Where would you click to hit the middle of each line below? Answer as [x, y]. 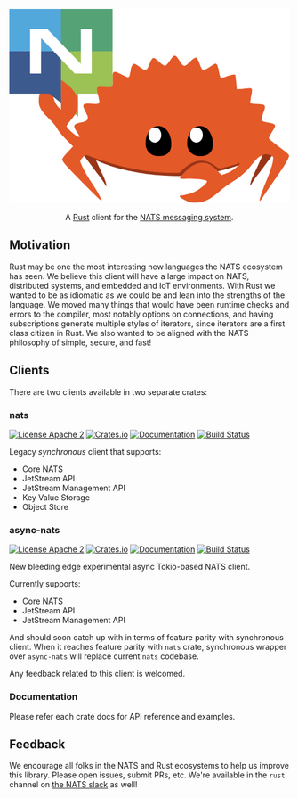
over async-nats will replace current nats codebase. [104, 656]
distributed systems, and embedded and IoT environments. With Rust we [142, 285]
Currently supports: [45, 584]
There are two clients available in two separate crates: [108, 391]
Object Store [45, 506]
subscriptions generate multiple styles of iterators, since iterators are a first [147, 323]
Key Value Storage [56, 497]
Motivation [40, 245]
